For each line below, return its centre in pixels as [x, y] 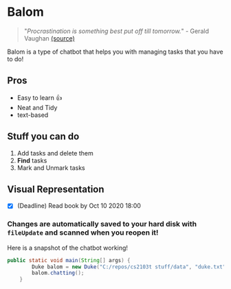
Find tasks [32, 160]
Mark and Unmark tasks [51, 168]
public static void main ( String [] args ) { [69, 260]
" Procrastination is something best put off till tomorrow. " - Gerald [117, 31]
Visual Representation [56, 189]
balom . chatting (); [58, 273]
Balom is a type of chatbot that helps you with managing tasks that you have [115, 52]
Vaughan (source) [49, 38]
